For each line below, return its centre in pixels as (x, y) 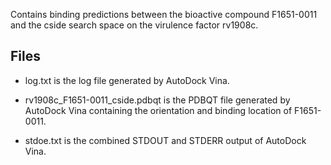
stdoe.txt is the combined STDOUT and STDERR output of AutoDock (165, 140)
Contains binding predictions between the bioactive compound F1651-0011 (164, 14)
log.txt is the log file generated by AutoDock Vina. (127, 80)
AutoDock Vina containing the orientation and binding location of (158, 110)
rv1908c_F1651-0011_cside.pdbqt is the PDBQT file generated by (157, 100)
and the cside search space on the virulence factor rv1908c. (134, 25)
